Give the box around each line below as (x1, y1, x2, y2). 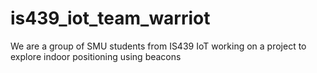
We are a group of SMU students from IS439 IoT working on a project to (10, 40, 307, 52)
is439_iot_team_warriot (10, 7, 211, 30)
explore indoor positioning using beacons (10, 50, 182, 62)
